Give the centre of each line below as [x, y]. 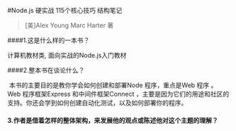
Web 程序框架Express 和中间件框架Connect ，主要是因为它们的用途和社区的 [118, 94]
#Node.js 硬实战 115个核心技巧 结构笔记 [65, 10]
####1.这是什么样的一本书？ [49, 40]
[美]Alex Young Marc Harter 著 [69, 25]
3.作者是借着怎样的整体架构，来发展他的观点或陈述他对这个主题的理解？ [113, 120]
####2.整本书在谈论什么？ [46, 70]
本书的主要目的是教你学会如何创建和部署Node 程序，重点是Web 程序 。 [113, 85]
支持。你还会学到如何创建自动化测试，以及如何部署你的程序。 [97, 103]
